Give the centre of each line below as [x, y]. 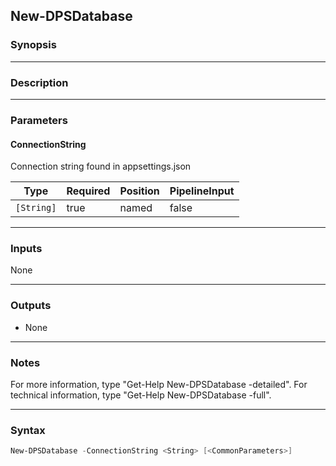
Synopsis [33, 45]
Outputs [31, 306]
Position [139, 191]
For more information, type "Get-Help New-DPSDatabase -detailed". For [159, 384]
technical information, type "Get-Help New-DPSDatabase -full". [141, 395]
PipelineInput [202, 191]
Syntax [28, 430]
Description [39, 82]
